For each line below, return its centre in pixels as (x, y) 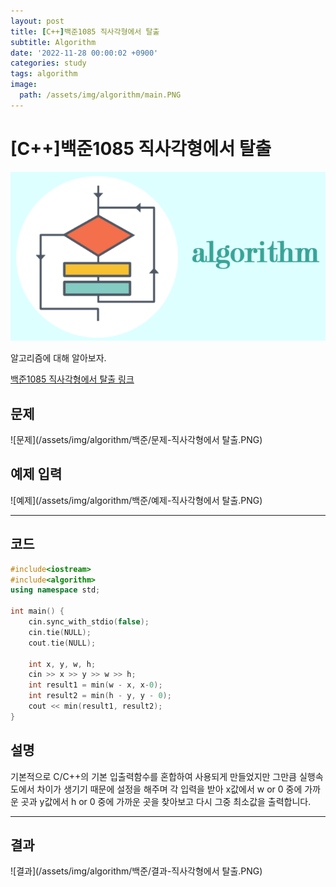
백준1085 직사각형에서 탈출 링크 (72, 379)
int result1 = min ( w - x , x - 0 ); (95, 685)
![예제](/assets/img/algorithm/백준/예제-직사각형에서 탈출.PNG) (136, 500)
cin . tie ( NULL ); (60, 632)
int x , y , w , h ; (62, 664)
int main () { (37, 611)
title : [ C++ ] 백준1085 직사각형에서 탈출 (85, 31)
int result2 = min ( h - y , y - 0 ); (100, 696)
